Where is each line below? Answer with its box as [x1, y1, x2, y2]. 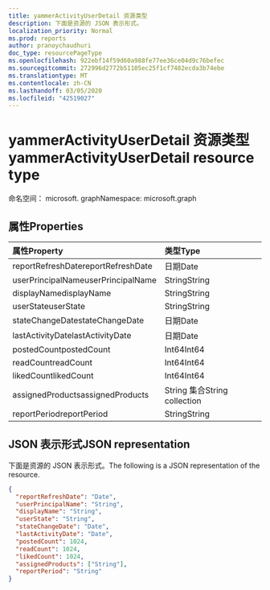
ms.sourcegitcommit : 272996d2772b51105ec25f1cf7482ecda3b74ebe [8, 64, 225, 72]
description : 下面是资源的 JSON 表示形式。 [8, 19, 143, 27]
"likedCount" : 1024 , [15, 552, 84, 560]
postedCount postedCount [12, 344, 111, 355]
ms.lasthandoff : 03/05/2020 [8, 86, 103, 95]
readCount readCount [12, 357, 92, 368]
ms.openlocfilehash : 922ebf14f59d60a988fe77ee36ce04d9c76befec [8, 57, 225, 65]
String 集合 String [164, 385, 228, 395]
